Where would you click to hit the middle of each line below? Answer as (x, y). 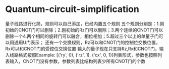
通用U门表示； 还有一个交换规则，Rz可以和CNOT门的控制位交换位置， (87, 42)
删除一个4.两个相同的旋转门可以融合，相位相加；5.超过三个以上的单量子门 (82, 36)
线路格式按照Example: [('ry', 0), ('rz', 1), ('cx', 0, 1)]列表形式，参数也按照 (83, 55)
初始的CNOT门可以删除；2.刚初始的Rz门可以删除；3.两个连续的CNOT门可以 (84, 30)
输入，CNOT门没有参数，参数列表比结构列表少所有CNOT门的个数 (77, 61)
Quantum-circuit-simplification (72, 9)
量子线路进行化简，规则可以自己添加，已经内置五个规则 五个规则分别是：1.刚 (85, 23)
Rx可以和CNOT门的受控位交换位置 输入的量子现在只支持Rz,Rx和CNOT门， (82, 48)
